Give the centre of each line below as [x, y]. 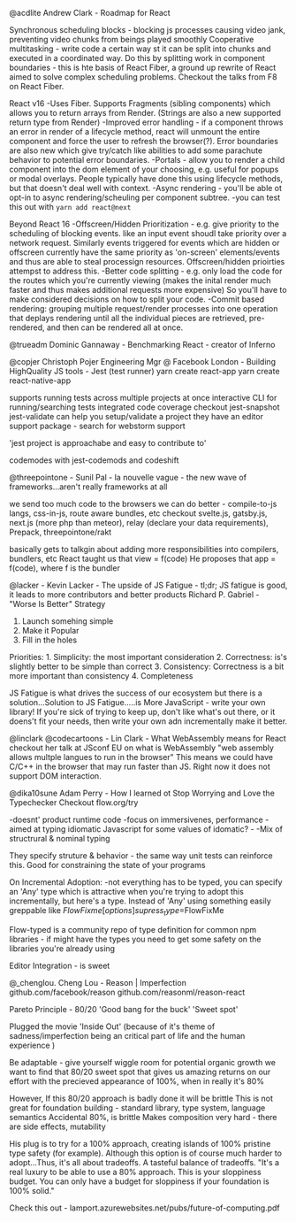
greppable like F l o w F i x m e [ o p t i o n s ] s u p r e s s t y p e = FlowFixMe [117, 911]
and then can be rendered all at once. [115, 327]
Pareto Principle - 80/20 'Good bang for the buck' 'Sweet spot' [124, 1009]
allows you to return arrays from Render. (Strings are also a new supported [145, 113]
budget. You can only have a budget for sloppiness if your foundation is [139, 1181]
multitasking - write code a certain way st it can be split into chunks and [140, 49]
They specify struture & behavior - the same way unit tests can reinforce [141, 856]
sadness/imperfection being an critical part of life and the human [127, 1035]
